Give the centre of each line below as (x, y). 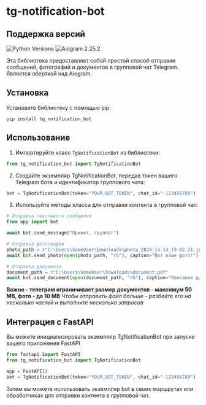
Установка (28, 93)
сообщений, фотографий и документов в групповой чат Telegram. (93, 67)
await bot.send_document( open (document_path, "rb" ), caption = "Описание (100, 278)
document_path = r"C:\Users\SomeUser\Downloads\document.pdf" (87, 272)
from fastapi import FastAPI (44, 355)
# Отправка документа (34, 266)
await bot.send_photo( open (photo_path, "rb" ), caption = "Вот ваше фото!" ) (103, 255)
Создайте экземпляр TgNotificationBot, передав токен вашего (96, 175)
